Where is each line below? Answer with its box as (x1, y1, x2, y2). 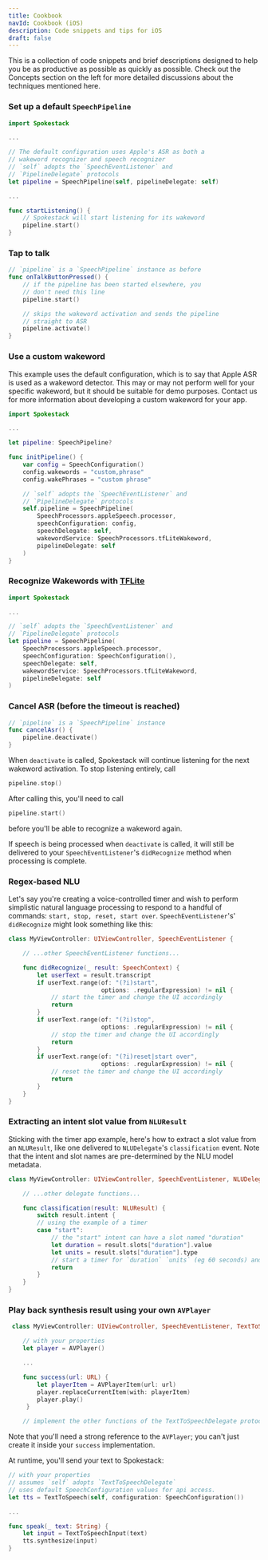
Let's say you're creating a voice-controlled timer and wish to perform (8, 895, 239, 904)
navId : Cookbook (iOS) (8, 19, 84, 27)
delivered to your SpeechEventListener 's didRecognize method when (8, 847, 231, 857)
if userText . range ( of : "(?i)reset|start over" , (37, 1053, 198, 1061)
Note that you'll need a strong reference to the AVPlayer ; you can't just (8, 1432, 239, 1441)
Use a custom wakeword (8, 351, 106, 362)
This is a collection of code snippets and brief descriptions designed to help (8, 56, 258, 65)
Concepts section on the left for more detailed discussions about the (8, 73, 234, 82)
